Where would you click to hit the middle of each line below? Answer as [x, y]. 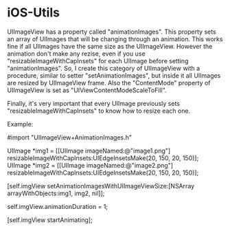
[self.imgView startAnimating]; [50, 220]
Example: [20, 124]
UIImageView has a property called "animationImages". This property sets [112, 32]
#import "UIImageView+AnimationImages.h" [70, 137]
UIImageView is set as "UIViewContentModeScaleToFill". [87, 90]
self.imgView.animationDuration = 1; [58, 206]
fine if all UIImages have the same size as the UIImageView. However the [110, 46]
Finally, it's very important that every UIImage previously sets [94, 103]
